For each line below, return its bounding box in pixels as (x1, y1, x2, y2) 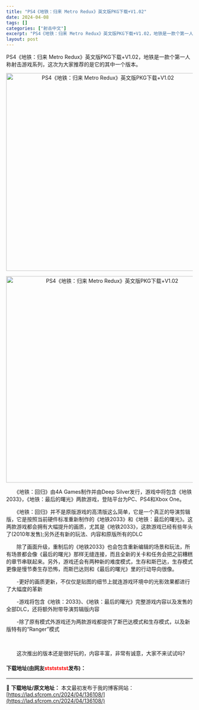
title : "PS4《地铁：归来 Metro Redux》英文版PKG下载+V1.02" (6, 8, 147, 15)
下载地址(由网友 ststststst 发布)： (6, 664, 86, 671)
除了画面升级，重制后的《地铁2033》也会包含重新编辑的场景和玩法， (16, 543, 185, 550)
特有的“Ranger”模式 (11, 626, 60, 633)
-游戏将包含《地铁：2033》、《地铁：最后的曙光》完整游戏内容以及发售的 (16, 598, 193, 605)
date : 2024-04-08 (6, 14, 49, 20)
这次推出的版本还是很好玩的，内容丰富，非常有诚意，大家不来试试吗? (16, 650, 185, 657)
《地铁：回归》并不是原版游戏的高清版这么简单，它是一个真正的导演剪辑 (16, 509, 191, 515)
